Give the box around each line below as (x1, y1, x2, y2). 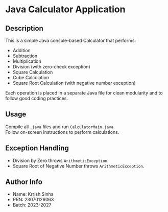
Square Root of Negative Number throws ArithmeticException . (12, 162, 145, 169)
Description (5, 24, 43, 33)
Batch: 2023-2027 (12, 202, 52, 208)
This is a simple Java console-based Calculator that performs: (5, 37, 136, 43)
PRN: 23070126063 (12, 197, 54, 203)
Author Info (5, 178, 42, 186)
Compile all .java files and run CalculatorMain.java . (5, 124, 115, 130)
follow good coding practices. (5, 96, 68, 101)
